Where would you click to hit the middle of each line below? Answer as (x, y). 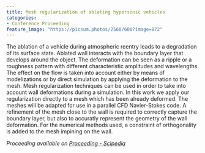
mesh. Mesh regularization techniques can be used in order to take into (96, 86)
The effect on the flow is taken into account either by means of (86, 73)
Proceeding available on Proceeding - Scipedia (66, 143)
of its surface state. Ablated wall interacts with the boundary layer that (95, 53)
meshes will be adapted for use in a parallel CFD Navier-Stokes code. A (96, 106)
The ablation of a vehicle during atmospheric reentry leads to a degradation (102, 47)
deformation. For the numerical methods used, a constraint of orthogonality (102, 125)
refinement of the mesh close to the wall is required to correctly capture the (102, 112)
